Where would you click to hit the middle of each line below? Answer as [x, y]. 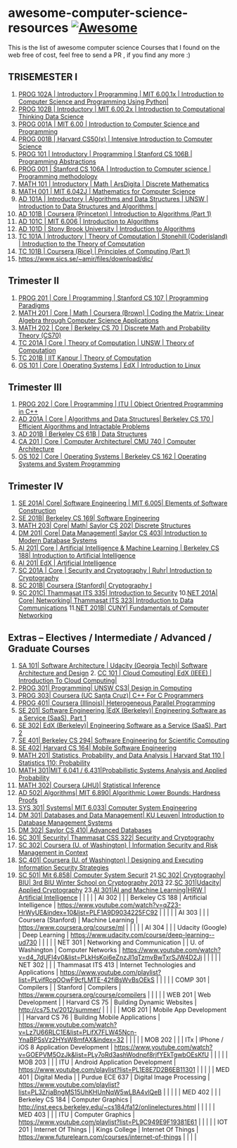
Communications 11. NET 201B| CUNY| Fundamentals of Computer [114, 608]
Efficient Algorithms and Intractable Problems [84, 427]
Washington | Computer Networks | [70, 950]
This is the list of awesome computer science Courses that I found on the [114, 47]
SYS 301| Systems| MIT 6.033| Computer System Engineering [108, 807]
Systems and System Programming [69, 464]
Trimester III [35, 387]
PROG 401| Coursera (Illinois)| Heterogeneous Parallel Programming [116, 703]
